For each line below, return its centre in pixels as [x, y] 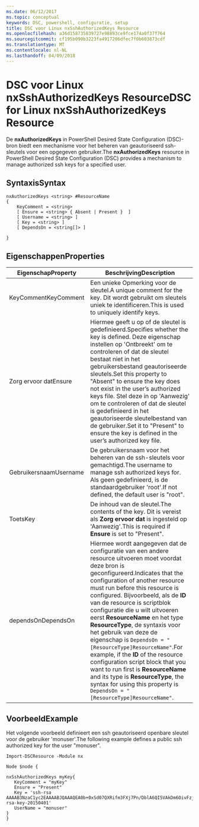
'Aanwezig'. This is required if [130, 527]
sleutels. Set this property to [128, 374]
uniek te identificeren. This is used [137, 305]
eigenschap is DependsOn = [127, 640]
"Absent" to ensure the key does [135, 382]
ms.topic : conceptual [33, 17]
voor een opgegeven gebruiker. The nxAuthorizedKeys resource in [108, 152]
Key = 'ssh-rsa [33, 793]
